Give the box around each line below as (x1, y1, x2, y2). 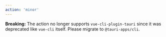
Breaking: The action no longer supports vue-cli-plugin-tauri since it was (5, 21, 161, 27)
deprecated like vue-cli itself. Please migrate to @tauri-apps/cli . (5, 26, 140, 32)
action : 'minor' (5, 7, 39, 12)
